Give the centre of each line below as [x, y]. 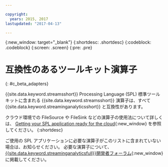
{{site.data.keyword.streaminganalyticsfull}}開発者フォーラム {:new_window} [84, 153]
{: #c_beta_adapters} [27, 84]
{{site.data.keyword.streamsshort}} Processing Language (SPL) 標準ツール [83, 94]
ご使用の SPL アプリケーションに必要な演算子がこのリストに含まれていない [83, 141]
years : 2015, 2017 [29, 19]
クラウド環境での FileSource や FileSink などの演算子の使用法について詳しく [84, 117]
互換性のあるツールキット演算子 [71, 70]
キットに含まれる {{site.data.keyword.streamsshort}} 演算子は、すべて [78, 101]
